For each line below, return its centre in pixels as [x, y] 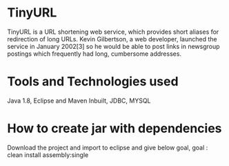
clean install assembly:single [48, 155]
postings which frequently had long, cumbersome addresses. [94, 54]
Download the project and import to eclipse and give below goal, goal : [108, 147]
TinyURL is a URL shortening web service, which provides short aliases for [113, 32]
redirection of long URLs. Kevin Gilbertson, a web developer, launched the [112, 39]
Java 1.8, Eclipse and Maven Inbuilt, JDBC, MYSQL [79, 101]
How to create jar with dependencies [114, 128]
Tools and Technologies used [93, 82]
